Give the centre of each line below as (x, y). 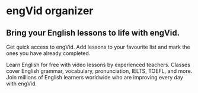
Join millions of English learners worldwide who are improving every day (95, 77)
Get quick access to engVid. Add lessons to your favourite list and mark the (98, 47)
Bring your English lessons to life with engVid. (93, 33)
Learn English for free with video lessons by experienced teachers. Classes (98, 65)
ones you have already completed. (48, 53)
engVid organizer (50, 11)
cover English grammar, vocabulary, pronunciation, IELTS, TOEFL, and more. (99, 71)
